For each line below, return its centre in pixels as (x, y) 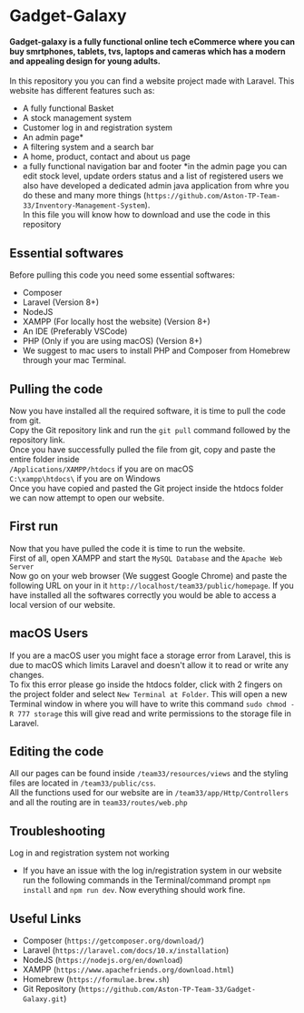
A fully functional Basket (68, 108)
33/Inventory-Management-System (83, 206)
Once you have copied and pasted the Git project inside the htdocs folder (147, 489)
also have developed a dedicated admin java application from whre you (156, 186)
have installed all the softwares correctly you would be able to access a (143, 595)
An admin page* (53, 137)
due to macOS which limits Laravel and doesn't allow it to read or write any (149, 664)
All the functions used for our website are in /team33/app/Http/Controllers (149, 793)
